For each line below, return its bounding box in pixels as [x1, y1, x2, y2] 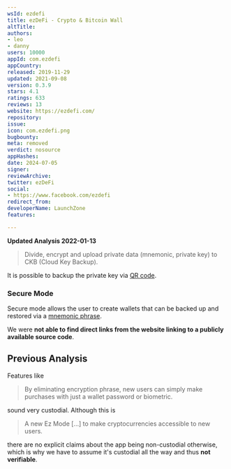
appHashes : [7, 153, 39, 161]
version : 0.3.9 [7, 82, 52, 89]
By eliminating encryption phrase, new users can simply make [24, 385, 203, 393]
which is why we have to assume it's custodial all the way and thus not [7, 447, 211, 456]
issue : [7, 120, 27, 128]
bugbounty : [7, 133, 39, 140]
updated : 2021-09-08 [7, 75, 68, 82]
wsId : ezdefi [7, 10, 45, 17]
